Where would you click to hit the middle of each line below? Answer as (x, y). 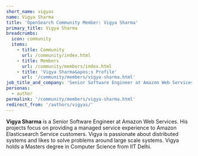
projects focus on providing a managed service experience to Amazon (91, 128)
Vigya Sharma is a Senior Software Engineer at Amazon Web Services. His (97, 121)
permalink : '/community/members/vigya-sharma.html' (71, 99)
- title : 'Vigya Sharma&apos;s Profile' (67, 72)
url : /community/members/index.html (67, 66)
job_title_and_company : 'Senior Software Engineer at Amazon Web (88, 83)
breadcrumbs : (22, 34)
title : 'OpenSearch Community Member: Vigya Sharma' (72, 22)
